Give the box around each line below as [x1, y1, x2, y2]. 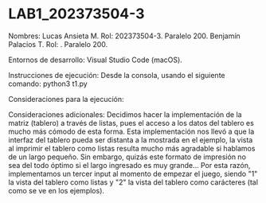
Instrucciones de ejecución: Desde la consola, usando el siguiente [8, 70, 225, 80]
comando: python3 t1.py [8, 79, 88, 88]
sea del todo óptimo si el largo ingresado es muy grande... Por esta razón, [8, 160, 251, 170]
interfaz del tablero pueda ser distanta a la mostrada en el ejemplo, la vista [8, 135, 253, 144]
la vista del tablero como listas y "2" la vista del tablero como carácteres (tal [8, 177, 259, 187]
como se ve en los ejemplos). [8, 185, 105, 195]
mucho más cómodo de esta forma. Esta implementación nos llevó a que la [8, 127, 255, 136]
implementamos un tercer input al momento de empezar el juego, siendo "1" [8, 169, 258, 178]
